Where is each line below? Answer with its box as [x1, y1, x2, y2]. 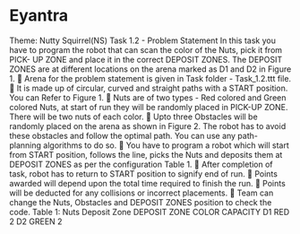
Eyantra [9, 5, 69, 26]
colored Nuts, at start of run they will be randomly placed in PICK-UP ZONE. [9, 101, 288, 112]
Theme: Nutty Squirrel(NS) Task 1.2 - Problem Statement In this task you [9, 35, 276, 46]
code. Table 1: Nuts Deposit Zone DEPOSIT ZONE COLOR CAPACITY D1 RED [9, 206, 290, 217]
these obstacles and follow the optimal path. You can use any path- [9, 130, 258, 141]
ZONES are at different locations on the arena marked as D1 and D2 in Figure [9, 64, 292, 74]
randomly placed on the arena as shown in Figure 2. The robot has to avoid [9, 120, 287, 131]
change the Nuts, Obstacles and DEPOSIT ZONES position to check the [9, 196, 272, 207]
